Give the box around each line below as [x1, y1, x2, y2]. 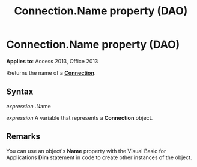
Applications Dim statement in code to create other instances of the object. [6, 154, 192, 161]
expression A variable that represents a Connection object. [6, 114, 153, 121]
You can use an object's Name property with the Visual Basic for [6, 147, 166, 154]
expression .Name [6, 102, 51, 110]
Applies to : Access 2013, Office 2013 [6, 57, 98, 65]
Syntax [6, 87, 34, 97]
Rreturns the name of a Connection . [6, 69, 96, 76]
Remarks [6, 132, 41, 142]
